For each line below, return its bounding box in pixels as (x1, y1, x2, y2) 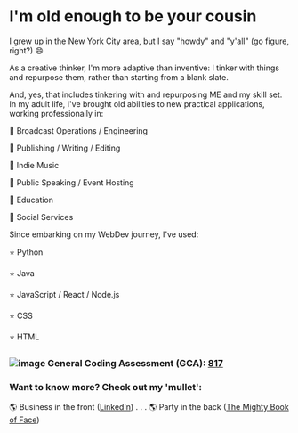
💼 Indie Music (9, 159, 60, 170)
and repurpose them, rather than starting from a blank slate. (9, 71, 229, 82)
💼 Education (9, 194, 54, 205)
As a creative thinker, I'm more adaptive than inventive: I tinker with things (9, 62, 280, 73)
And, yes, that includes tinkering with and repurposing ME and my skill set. (9, 89, 283, 100)
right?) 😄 (9, 45, 44, 55)
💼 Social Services (9, 211, 74, 222)
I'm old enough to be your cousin (9, 6, 257, 27)
